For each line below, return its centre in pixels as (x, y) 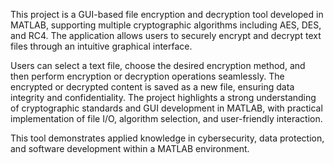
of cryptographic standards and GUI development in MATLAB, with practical (166, 108)
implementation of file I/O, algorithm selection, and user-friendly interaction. (166, 118)
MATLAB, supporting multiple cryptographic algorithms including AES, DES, (166, 25)
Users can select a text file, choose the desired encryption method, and (158, 65)
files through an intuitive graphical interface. (101, 46)
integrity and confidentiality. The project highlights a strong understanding (163, 97)
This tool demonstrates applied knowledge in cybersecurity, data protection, (167, 138)
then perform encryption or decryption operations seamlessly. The (147, 76)
